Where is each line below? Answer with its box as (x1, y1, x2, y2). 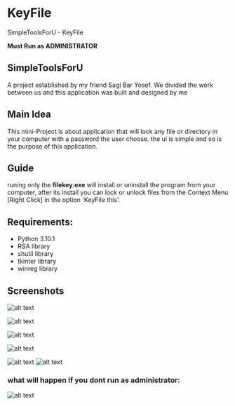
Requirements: (7, 216, 74, 228)
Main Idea (7, 109, 51, 121)
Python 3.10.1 (17, 235, 55, 243)
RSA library (17, 242, 51, 250)
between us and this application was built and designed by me (7, 88, 188, 96)
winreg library (17, 264, 58, 273)
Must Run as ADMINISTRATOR (7, 41, 98, 50)
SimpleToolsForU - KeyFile (7, 28, 84, 36)
